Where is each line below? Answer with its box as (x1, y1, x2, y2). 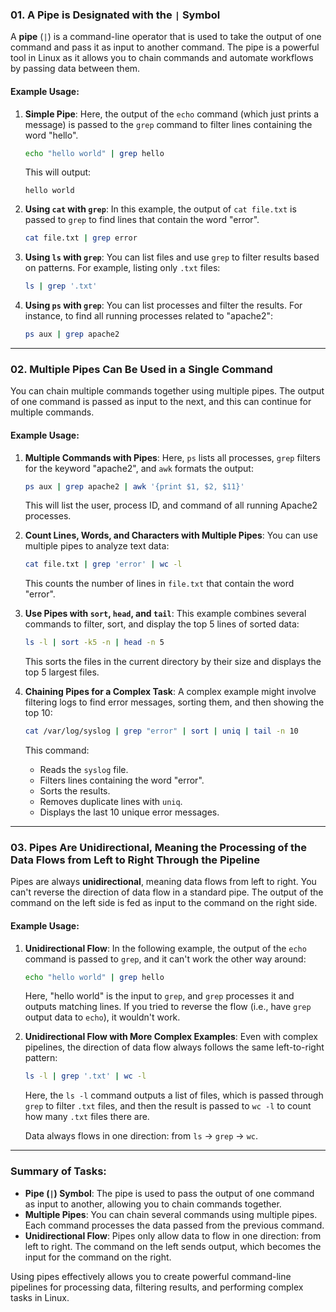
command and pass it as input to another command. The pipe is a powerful (10, 41, 320, 53)
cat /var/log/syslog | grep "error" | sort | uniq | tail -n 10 (24, 726, 299, 737)
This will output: (24, 166, 92, 178)
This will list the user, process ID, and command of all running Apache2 (24, 499, 318, 512)
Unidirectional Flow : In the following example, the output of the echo (24, 942, 307, 954)
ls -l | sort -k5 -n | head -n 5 (24, 638, 165, 648)
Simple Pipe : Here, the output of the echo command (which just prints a (24, 108, 320, 120)
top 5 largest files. (24, 666, 100, 678)
